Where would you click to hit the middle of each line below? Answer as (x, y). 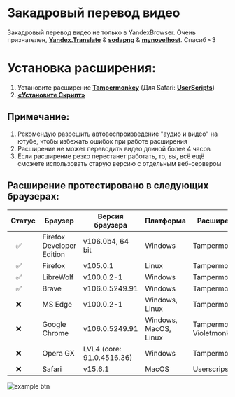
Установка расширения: (81, 68)
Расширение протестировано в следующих (108, 186)
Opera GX (58, 353)
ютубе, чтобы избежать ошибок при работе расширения (102, 141)
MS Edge (57, 304)
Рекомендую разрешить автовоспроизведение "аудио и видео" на (117, 134)
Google (54, 324)
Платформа (166, 221)
